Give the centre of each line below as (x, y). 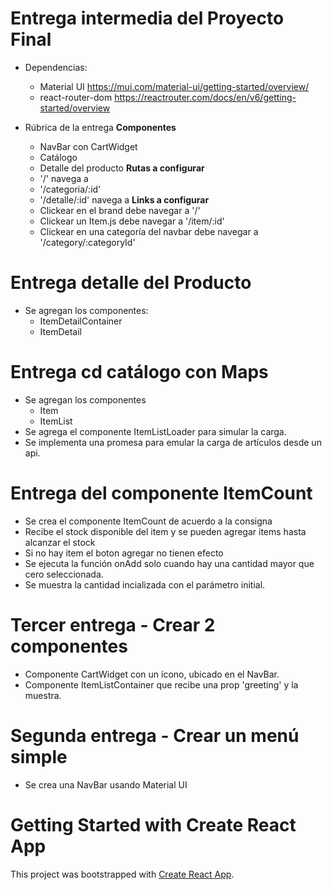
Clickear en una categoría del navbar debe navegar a (149, 231)
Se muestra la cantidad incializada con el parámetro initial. (145, 584)
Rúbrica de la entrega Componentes (100, 127)
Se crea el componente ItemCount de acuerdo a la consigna (148, 521)
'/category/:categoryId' (87, 242)
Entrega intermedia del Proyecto (147, 18)
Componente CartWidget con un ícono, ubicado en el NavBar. (152, 674)
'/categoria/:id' (70, 189)
